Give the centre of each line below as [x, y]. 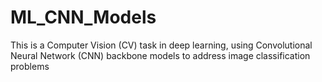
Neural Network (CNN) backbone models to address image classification [160, 55]
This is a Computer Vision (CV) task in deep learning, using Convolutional [161, 45]
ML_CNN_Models [83, 17]
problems [30, 66]
